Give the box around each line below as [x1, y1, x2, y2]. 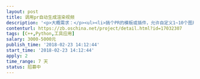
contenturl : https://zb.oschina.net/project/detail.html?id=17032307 [6, 25, 183, 31]
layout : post [6, 8, 39, 15]
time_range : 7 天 [6, 58, 49, 64]
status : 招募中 [6, 64, 41, 70]
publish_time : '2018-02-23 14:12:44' [6, 42, 100, 48]
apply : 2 [6, 53, 28, 59]
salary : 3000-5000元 [6, 36, 57, 42]
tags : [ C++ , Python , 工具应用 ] [6, 31, 75, 37]
